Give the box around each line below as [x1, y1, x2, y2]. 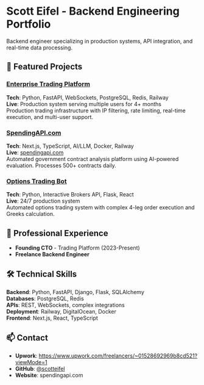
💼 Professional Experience [6, 228, 108, 239]
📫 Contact [6, 333, 49, 343]
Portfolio [6, 17, 51, 31]
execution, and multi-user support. [6, 113, 93, 120]
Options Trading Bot [6, 177, 67, 185]
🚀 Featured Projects [6, 62, 83, 72]
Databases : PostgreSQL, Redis [6, 295, 84, 302]
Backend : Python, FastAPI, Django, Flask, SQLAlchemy [6, 288, 145, 295]
